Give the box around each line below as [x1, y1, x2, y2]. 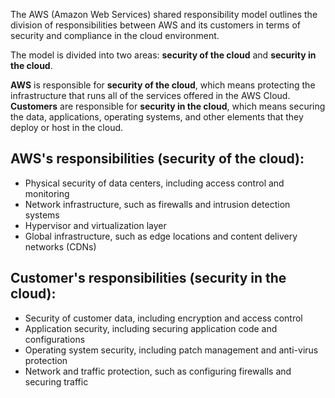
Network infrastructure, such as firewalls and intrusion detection [24, 198, 291, 210]
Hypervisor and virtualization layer [24, 219, 167, 231]
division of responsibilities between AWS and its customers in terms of [10, 19, 301, 31]
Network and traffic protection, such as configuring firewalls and [24, 365, 292, 377]
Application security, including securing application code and [24, 322, 278, 334]
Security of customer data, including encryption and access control [24, 312, 303, 324]
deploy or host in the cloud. [10, 122, 124, 133]
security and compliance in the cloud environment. [10, 30, 220, 41]
